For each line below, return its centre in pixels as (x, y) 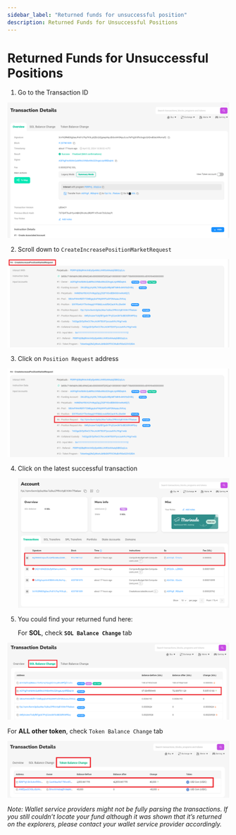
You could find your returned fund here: (75, 619)
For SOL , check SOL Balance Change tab (75, 633)
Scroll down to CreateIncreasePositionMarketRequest (94, 249)
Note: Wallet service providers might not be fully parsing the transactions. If (118, 809)
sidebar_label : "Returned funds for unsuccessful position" (98, 15)
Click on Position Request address (68, 359)
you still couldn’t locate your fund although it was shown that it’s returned (114, 817)
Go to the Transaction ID (53, 92)
